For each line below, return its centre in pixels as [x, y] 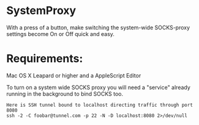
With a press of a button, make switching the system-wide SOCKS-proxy [98, 27]
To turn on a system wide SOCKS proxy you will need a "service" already [99, 87]
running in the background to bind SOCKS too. [65, 94]
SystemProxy [41, 11]
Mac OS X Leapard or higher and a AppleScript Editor [74, 75]
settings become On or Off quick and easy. [61, 34]
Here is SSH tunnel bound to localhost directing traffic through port [99, 105]
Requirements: [45, 59]
